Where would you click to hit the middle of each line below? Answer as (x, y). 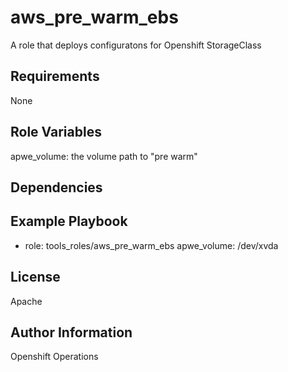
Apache (26, 301)
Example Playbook (69, 221)
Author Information (71, 332)
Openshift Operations (54, 357)
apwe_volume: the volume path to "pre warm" (104, 156)
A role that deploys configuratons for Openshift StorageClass (136, 45)
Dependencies (56, 187)
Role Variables (56, 132)
